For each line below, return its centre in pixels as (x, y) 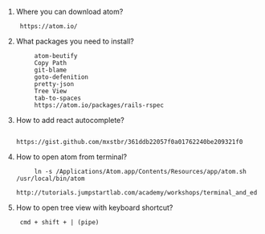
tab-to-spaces (58, 98)
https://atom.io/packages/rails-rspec (99, 105)
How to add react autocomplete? (70, 120)
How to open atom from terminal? (71, 157)
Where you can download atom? (69, 12)
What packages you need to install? (75, 41)
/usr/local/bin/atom (50, 179)
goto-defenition (61, 77)
